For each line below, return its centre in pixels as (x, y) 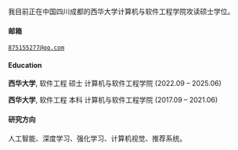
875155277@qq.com (36, 48)
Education (25, 65)
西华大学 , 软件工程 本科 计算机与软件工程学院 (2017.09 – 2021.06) (113, 100)
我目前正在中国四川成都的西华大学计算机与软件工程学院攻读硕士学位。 (121, 11)
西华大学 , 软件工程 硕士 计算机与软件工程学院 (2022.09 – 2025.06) (115, 84)
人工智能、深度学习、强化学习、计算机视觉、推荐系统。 (97, 138)
